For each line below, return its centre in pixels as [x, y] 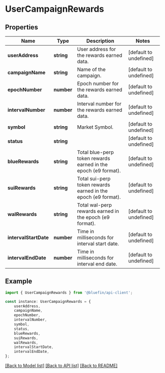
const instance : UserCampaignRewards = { [48, 301]
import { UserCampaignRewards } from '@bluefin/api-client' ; [69, 293]
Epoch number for [98, 83]
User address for [96, 49]
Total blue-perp [95, 152]
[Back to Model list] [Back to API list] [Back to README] [61, 366]
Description [100, 41]
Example [19, 281]
